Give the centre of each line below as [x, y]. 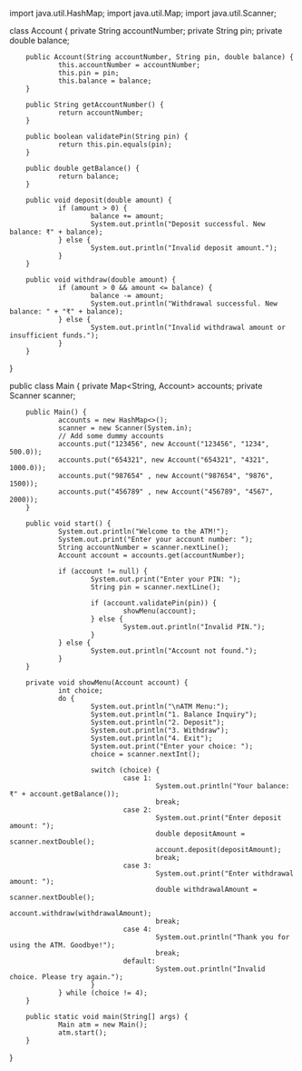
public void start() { [68, 524]
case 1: [137, 778]
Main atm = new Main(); [102, 1025]
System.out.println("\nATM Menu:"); [160, 706]
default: [139, 961]
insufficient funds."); [54, 335]
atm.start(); [82, 1033]
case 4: [137, 929]
